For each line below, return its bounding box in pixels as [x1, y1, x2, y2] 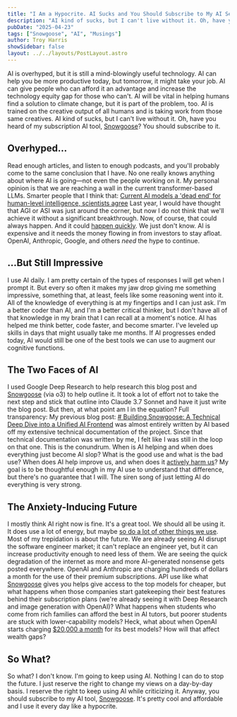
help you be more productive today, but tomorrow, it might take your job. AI [7, 76, 226, 85]
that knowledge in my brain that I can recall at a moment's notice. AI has [7, 313, 217, 322]
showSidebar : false [7, 43, 65, 50]
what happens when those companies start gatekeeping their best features [7, 587, 226, 596]
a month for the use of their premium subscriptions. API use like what [7, 573, 209, 581]
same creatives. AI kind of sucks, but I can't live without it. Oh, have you [7, 114, 217, 122]
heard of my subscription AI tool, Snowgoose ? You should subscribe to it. [7, 122, 221, 130]
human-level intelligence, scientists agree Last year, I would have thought [7, 199, 221, 207]
